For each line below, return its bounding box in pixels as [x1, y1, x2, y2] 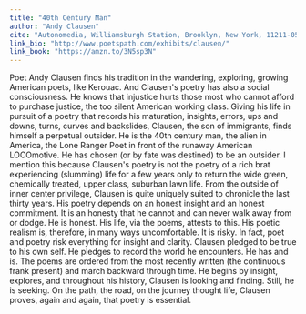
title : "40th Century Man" [9, 13, 112, 23]
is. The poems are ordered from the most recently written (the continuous [9, 256, 286, 267]
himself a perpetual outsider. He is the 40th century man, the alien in [9, 130, 267, 141]
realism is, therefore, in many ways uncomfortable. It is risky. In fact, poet [9, 227, 285, 238]
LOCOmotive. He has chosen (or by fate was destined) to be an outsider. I [9, 149, 287, 160]
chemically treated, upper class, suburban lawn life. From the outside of [9, 178, 280, 189]
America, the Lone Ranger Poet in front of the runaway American [9, 140, 253, 151]
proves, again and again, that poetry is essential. [9, 295, 191, 306]
